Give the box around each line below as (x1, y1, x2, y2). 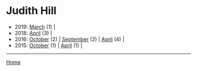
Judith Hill (6, 4, 57, 17)
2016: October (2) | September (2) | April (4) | (14, 35, 125, 42)
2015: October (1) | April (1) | (14, 42, 83, 49)
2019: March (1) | (14, 23, 56, 30)
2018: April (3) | (14, 29, 53, 36)
